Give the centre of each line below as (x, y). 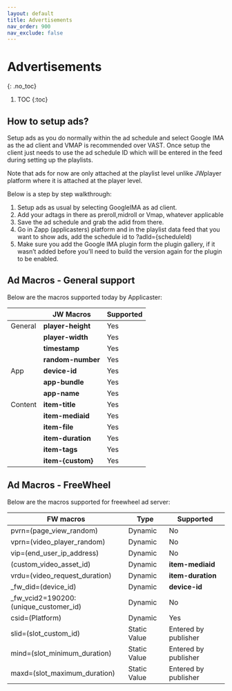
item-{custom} (68, 460)
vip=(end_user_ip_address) (55, 553)
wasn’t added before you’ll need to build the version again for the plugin (119, 252)
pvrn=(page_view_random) (54, 531)
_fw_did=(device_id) (43, 587)
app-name (61, 393)
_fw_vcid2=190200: (43, 598)
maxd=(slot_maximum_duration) (63, 673)
